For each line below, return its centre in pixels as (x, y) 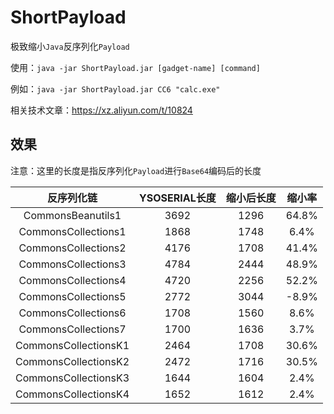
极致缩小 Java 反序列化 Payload (70, 46)
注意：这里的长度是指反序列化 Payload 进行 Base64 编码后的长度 (136, 170)
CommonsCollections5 (72, 296)
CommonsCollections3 (72, 264)
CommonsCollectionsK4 (72, 394)
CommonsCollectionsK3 (72, 378)
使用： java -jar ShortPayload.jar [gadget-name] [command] (135, 67)
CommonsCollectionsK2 (72, 361)
